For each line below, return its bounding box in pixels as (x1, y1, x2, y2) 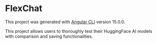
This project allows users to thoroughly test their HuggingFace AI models (5, 28, 153, 34)
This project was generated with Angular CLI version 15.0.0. (5, 19, 126, 25)
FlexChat (5, 3, 43, 14)
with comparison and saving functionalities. (5, 33, 93, 39)
